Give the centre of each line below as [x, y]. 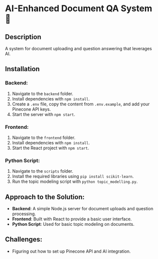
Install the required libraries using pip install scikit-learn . [73, 177]
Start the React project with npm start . [50, 148]
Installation [22, 69]
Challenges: [24, 239]
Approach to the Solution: [45, 197]
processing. [24, 214]
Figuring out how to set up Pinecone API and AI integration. [71, 251]
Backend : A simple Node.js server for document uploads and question [83, 209]
